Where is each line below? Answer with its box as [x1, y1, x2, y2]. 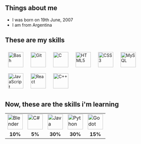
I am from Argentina [12, 22, 53, 28]
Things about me [5, 4, 57, 12]
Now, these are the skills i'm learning [5, 100, 119, 108]
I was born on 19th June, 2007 [12, 16, 73, 23]
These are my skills [5, 36, 65, 44]
